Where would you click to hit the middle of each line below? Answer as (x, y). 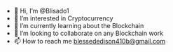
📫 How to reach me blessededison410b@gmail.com (90, 41)
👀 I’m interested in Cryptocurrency (63, 18)
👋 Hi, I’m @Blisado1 (41, 11)
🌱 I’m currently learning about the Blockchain (79, 26)
